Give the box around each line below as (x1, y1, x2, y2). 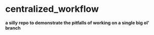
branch (5, 25, 21, 31)
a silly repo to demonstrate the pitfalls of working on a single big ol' (5, 20, 149, 26)
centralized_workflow (5, 3, 99, 15)
